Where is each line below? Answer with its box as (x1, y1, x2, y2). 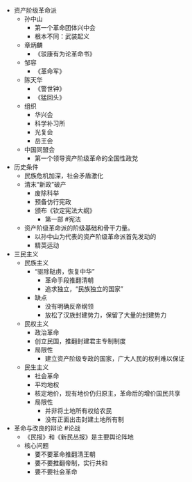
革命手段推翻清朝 (44, 276, 94, 284)
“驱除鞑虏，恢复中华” (34, 267, 95, 275)
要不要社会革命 (34, 467, 78, 476)
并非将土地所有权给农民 (44, 407, 112, 414)
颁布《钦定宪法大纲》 (34, 206, 96, 215)
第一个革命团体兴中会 (34, 24, 96, 31)
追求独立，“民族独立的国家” (44, 285, 123, 293)
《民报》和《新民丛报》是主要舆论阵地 (24, 433, 134, 441)
